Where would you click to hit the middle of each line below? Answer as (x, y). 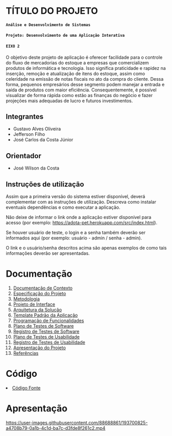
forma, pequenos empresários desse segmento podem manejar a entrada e (85, 84)
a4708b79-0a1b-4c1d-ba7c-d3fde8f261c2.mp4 (56, 428)
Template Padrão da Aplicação (45, 315)
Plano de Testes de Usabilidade (46, 336)
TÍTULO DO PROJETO (52, 11)
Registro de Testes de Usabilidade (49, 342)
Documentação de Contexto (43, 288)
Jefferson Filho (29, 134)
